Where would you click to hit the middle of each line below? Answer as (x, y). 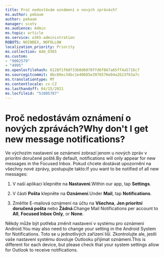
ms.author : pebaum (24, 14)
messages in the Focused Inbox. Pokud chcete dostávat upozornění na (78, 164)
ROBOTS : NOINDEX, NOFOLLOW (33, 42)
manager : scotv (21, 24)
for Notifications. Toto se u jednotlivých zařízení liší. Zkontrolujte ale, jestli (81, 234)
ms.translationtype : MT (30, 79)
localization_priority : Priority (40, 47)
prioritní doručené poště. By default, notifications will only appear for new (80, 158)
